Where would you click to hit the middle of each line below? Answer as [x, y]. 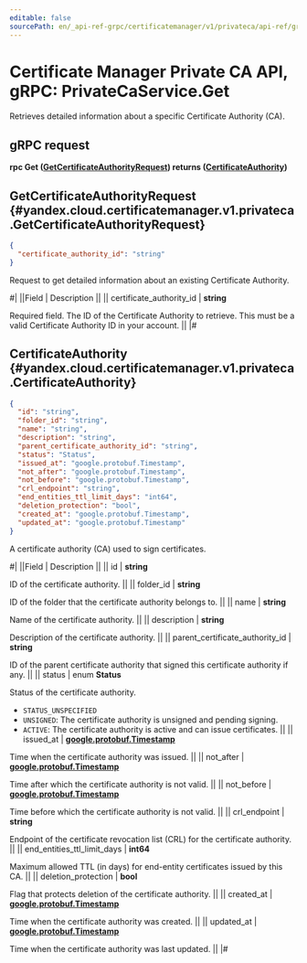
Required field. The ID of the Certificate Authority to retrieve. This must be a [152, 316]
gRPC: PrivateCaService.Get [120, 91]
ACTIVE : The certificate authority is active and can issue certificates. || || [158, 729]
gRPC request [49, 145]
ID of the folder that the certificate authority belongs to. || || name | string [148, 602]
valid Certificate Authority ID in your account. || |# [103, 325]
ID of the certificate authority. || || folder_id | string [105, 584]
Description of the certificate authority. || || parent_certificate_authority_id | [150, 637]
